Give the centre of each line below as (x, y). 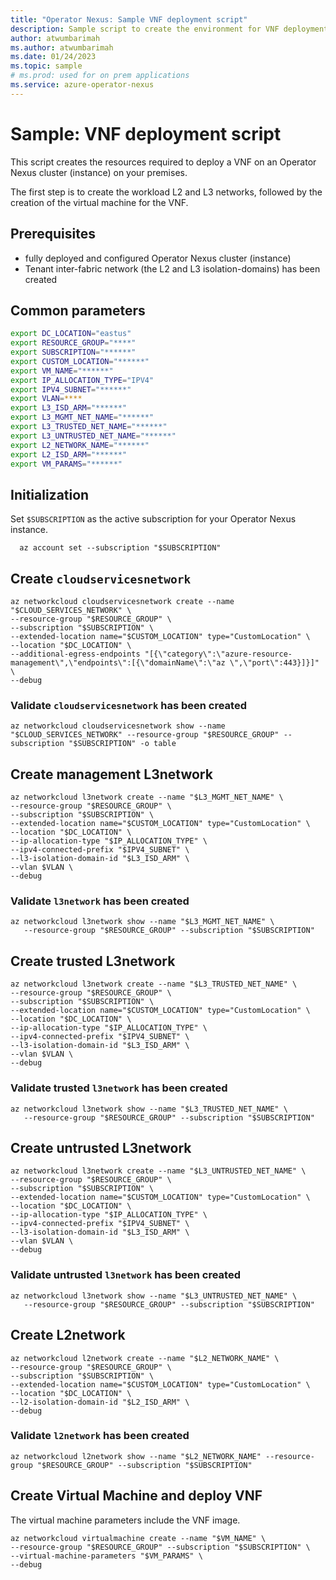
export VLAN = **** (46, 399)
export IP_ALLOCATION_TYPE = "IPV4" (82, 380)
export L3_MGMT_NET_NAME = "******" (82, 417)
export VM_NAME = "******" (62, 371)
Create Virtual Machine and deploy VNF (136, 1496)
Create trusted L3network (93, 961)
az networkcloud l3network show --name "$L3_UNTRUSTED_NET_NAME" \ (154, 1296)
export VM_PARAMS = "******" (66, 464)
